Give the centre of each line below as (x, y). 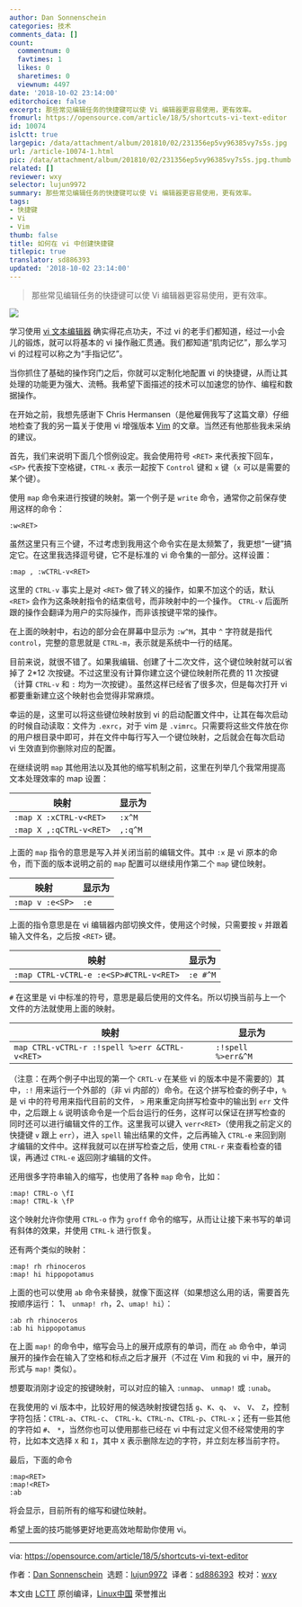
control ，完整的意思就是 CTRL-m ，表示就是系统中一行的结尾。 (124, 642)
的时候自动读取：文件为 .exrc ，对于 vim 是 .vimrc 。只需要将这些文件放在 (145, 726)
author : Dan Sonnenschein (58, 18)
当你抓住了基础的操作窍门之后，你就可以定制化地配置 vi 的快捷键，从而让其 (149, 372)
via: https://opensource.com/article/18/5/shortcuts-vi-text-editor (129, 1556)
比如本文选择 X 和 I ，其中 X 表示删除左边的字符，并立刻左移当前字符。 (155, 1441)
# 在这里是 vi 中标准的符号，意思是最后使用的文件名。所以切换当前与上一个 (148, 997)
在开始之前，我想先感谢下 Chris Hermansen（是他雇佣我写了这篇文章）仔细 (149, 414)
